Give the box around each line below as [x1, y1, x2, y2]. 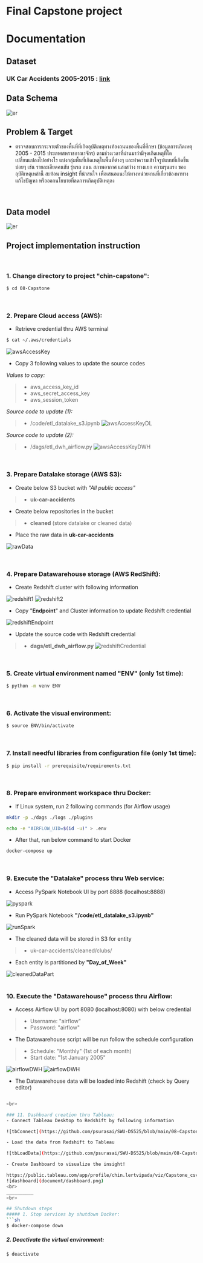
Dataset [6, 56, 37, 66]
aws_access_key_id [30, 384, 79, 391]
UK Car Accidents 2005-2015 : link [6, 74, 111, 83]
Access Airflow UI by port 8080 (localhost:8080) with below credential [14, 1006, 192, 1013]
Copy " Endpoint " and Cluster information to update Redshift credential [14, 607, 192, 614]
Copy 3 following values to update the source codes [14, 360, 145, 367]
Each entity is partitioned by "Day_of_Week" [14, 958, 127, 966]
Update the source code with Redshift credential [14, 630, 136, 638]
